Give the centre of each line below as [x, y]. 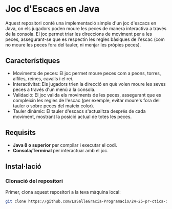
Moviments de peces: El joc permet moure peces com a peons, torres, [87, 73]
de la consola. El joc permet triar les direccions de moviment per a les [79, 34]
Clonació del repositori [34, 181]
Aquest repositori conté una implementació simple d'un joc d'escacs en [81, 23]
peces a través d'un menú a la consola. [54, 89]
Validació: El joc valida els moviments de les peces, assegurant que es [87, 95]
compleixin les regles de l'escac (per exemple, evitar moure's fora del [86, 100]
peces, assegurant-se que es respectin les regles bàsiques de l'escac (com [85, 39]
